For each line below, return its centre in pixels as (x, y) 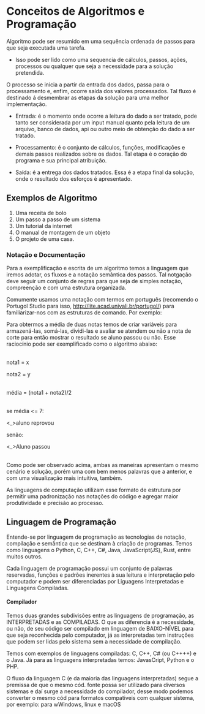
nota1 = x (18, 362)
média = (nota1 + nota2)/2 (39, 393)
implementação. (27, 104)
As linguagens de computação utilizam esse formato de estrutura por (94, 490)
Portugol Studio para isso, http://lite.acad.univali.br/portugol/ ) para (90, 306)
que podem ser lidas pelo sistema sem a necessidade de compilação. (94, 642)
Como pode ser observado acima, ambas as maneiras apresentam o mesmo (102, 465)
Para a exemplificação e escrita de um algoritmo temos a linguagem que (97, 268)
